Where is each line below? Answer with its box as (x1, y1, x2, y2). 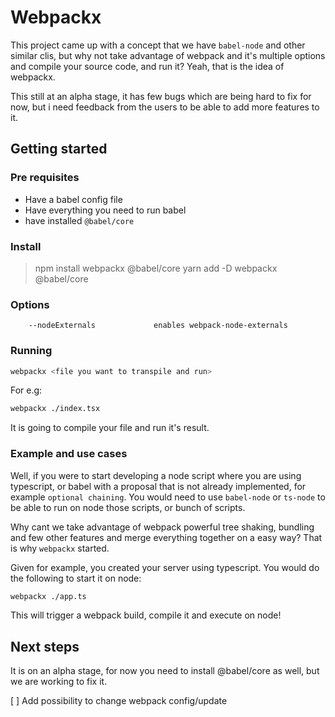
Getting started (10, 141, 108, 158)
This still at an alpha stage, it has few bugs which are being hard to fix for (10, 90, 312, 102)
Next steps (10, 638, 80, 655)
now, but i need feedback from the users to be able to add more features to (10, 101, 320, 113)
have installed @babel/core (24, 214, 135, 226)
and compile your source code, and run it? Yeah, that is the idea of (10, 60, 285, 72)
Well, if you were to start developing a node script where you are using (10, 469, 302, 481)
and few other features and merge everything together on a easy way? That (10, 531, 323, 543)
